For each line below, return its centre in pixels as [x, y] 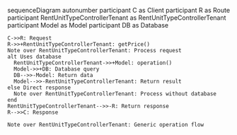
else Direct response [39, 88]
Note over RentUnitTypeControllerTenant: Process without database [115, 94]
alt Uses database [34, 57]
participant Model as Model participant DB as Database [88, 25]
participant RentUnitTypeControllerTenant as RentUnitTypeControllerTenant [117, 18]
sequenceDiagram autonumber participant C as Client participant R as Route [119, 10]
